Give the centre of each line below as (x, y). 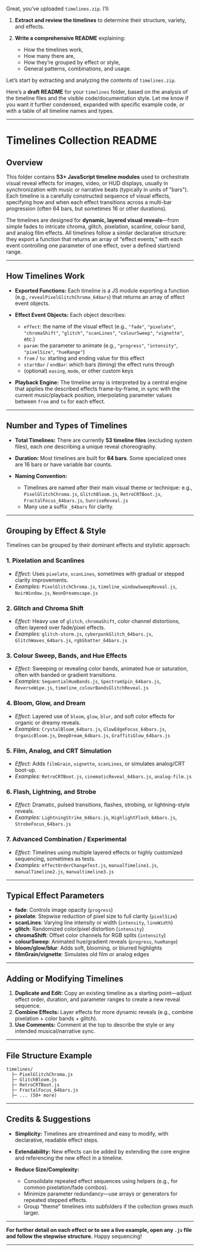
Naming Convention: (41, 476)
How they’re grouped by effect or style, (72, 62)
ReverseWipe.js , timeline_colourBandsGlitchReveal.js (82, 688)
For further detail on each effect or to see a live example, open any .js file (99, 1230)
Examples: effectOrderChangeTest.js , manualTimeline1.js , (87, 865)
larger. (32, 1213)
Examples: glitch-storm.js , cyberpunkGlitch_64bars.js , (84, 634)
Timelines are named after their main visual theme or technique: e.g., (108, 487)
